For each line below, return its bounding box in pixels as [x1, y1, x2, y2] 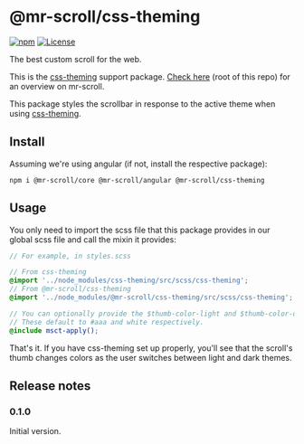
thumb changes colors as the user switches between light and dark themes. [9, 352, 292, 363]
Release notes [9, 378, 91, 393]
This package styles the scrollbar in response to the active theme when [9, 98, 276, 109]
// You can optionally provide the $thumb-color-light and [9, 309, 237, 318]
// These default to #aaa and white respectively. [9, 317, 204, 326]
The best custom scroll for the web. [9, 53, 142, 64]
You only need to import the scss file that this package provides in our [9, 224, 271, 235]
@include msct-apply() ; [9, 326, 100, 335]
